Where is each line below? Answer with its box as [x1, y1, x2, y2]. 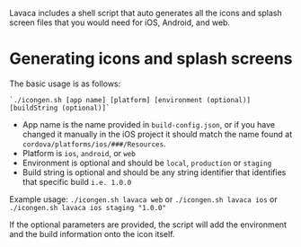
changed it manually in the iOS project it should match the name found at [22, 128, 293, 139]
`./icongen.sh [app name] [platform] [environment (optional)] [9, 95, 252, 104]
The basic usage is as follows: [9, 78, 121, 89]
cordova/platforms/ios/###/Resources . [22, 138, 166, 149]
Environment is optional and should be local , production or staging [22, 157, 272, 168]
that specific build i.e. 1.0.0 [22, 176, 132, 187]
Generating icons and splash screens [9, 49, 293, 69]
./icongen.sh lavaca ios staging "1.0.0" [9, 203, 167, 212]
